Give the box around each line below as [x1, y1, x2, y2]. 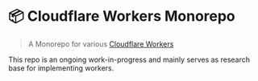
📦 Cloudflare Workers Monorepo [8, 7, 235, 26]
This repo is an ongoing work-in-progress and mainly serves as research [8, 55, 251, 64]
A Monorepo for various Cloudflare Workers [27, 38, 174, 49]
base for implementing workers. [8, 63, 114, 73]
